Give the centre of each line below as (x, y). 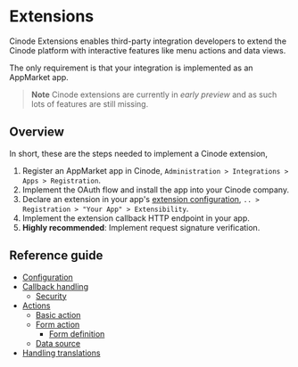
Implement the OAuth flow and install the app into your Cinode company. (156, 190)
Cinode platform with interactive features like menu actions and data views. (148, 50)
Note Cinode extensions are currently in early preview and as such (154, 94)
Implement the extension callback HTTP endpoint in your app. (136, 218)
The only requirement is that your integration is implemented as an (131, 68)
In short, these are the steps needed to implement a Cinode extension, (138, 153)
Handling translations (61, 353)
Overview (37, 132)
